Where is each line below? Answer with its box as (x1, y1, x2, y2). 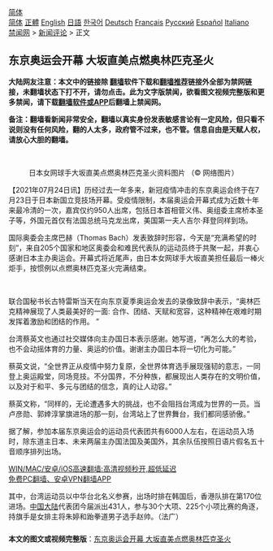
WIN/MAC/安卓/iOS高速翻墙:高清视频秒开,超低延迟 (8, 463, 177, 473)
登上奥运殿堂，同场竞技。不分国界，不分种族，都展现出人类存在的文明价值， (8, 371, 265, 381)
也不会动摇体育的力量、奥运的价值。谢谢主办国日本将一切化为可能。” (8, 344, 236, 354)
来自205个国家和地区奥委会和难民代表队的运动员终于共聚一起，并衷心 (25, 242, 260, 253)
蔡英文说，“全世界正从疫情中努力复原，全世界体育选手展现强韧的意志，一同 (8, 361, 262, 371)
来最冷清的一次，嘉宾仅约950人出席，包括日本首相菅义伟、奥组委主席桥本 (8, 205, 257, 215)
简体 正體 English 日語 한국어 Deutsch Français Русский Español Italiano (8, 18, 249, 27)
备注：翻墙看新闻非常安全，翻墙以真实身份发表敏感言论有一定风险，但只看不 (8, 114, 265, 124)
